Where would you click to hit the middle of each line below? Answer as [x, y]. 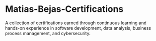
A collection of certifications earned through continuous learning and [76, 23]
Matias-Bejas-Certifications [64, 9]
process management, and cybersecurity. [48, 33]
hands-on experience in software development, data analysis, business [78, 28]
